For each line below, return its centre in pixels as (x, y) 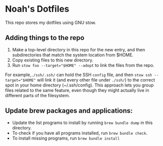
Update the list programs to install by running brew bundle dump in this (82, 123)
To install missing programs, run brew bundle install (66, 138)
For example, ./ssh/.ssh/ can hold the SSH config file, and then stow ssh (79, 75)
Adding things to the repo (45, 38)
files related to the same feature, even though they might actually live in (77, 90)
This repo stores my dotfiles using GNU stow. (51, 22)
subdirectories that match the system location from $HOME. (73, 55)
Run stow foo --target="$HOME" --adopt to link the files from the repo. (83, 65)
